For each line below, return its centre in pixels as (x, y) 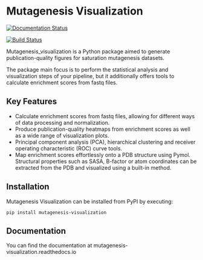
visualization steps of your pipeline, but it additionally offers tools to (90, 76)
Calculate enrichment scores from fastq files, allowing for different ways (105, 116)
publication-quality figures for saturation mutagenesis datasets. (85, 58)
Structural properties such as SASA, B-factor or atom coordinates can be (106, 161)
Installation (28, 187)
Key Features (32, 102)
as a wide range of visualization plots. (62, 135)
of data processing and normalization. (62, 122)
